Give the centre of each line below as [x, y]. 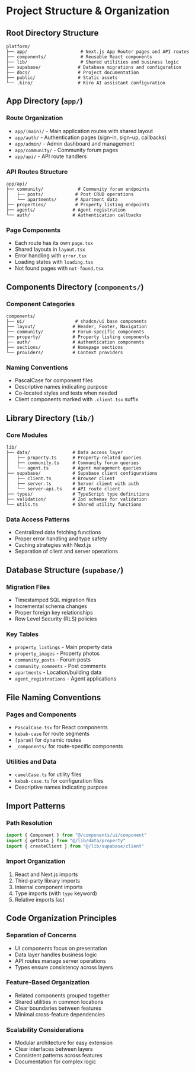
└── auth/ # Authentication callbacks [74, 215]
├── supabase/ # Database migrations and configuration [94, 67]
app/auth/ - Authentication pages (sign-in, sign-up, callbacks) [91, 137]
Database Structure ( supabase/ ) [65, 570]
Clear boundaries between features [58, 1008]
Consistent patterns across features [58, 1056]
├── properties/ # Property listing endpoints [78, 204]
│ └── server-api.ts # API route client [63, 489]
